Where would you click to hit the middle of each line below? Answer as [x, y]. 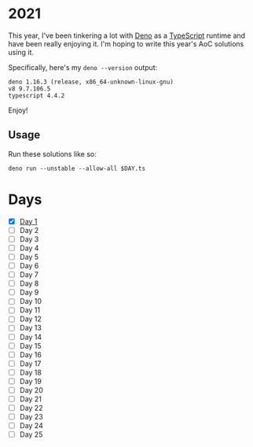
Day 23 [31, 417]
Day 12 [30, 319]
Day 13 [30, 328]
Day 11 [30, 310]
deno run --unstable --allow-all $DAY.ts [77, 168]
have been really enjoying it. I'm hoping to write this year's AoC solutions [126, 43]
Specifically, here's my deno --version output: [83, 67]
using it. [21, 52]
